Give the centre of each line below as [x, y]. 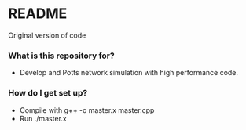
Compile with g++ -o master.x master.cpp [87, 110]
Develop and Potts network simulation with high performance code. [129, 73]
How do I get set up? [48, 93]
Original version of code [47, 35]
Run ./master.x [43, 118]
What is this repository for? [62, 56]
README [38, 14]
